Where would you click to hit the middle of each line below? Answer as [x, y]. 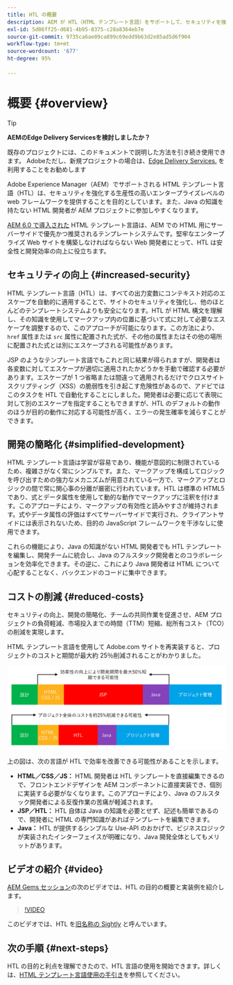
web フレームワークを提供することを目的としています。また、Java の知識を [115, 201]
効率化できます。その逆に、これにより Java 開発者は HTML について [123, 564]
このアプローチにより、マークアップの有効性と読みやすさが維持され [115, 506]
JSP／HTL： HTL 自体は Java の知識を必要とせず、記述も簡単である [115, 810]
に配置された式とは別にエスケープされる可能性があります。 [92, 345]
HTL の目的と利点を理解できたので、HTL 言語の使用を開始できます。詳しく [114, 966]
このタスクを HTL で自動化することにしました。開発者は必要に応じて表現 [112, 394]
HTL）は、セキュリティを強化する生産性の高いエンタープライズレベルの [122, 193]
